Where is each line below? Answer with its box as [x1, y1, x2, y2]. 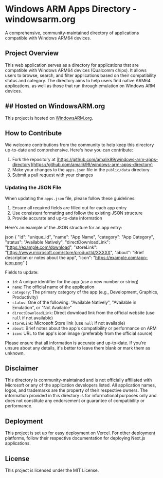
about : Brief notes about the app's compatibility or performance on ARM [12, 325, 157, 331]
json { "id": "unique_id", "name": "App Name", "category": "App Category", [5, 234, 154, 239]
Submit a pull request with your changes [12, 172, 93, 178]
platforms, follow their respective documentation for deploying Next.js [5, 435, 145, 441]
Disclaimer [5, 364, 38, 373]
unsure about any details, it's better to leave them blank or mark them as [5, 345, 150, 351]
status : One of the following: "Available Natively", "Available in [12, 299, 137, 305]
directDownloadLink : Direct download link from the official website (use [12, 310, 155, 315]
